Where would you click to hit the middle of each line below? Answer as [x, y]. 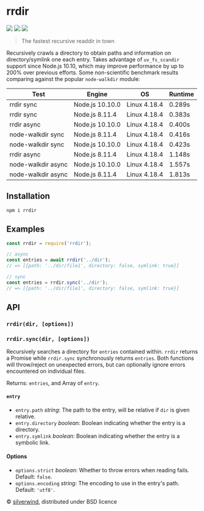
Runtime [182, 94]
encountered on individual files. [46, 371]
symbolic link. [32, 442]
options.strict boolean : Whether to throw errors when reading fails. [102, 470]
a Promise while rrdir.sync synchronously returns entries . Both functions [100, 358]
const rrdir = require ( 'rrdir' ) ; [49, 243]
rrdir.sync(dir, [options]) [48, 339]
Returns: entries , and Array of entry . [53, 383]
